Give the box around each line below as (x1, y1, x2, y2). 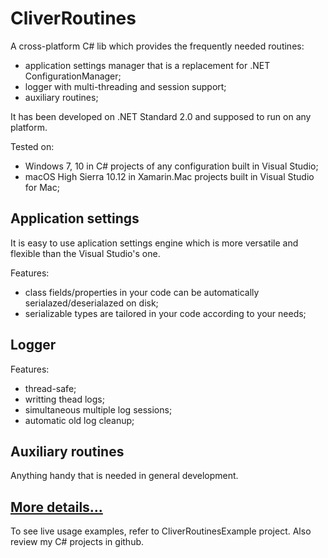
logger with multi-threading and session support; (24, 80, 227, 92)
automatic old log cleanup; (24, 414, 135, 426)
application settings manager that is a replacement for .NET (24, 59, 271, 71)
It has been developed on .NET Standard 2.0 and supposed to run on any (10, 110, 312, 122)
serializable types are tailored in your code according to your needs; (24, 307, 307, 319)
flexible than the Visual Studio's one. (10, 247, 161, 259)
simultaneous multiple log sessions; (24, 403, 173, 416)
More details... (10, 498, 103, 516)
